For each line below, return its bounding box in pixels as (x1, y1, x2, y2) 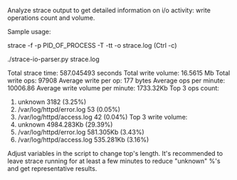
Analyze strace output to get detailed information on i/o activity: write (7, 6, 211, 14)
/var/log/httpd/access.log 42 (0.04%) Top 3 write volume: (17, 113, 188, 121)
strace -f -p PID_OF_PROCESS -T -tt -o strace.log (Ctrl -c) (7, 41, 177, 49)
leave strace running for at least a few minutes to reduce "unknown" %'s (7, 157, 221, 165)
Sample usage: (7, 28, 51, 36)
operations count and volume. (7, 14, 95, 22)
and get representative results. (7, 164, 98, 173)
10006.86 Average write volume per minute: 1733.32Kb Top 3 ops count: (7, 84, 219, 92)
